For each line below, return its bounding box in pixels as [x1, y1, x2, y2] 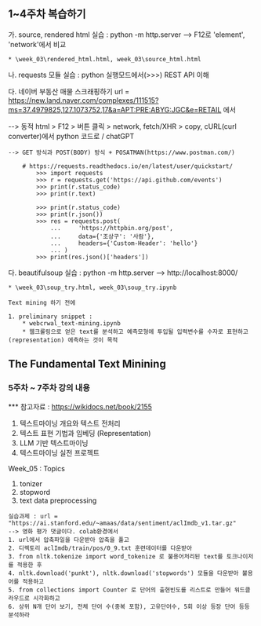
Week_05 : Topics [8, 463, 65, 473]
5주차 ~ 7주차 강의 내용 [8, 383, 90, 394]
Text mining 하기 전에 [8, 298, 76, 306]
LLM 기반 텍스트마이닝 [19, 438, 89, 448]
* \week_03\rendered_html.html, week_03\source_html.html [8, 55, 201, 63]
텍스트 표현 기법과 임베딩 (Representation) [19, 428, 151, 437]
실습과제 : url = [8, 512, 59, 520]
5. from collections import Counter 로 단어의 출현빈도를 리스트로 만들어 [8, 586, 231, 594]
